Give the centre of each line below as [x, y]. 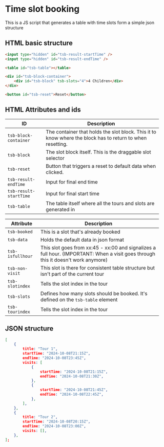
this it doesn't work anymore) [74, 260]
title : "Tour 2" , [40, 417]
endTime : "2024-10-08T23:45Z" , [54, 358]
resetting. [57, 144]
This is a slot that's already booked [81, 232]
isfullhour [20, 256]
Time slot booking [42, 9]
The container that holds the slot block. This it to [101, 132]
